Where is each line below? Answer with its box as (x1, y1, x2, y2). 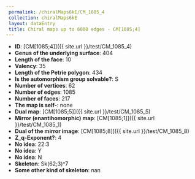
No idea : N (14, 154, 42, 161)
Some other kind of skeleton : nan (14, 167, 101, 174)
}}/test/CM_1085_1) (14, 121, 62, 129)
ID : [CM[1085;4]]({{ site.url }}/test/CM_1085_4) (14, 43, 132, 50)
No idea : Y (14, 147, 42, 154)
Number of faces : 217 (14, 95, 71, 102)
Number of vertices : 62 (14, 82, 75, 89)
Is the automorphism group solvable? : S (14, 75, 119, 83)
